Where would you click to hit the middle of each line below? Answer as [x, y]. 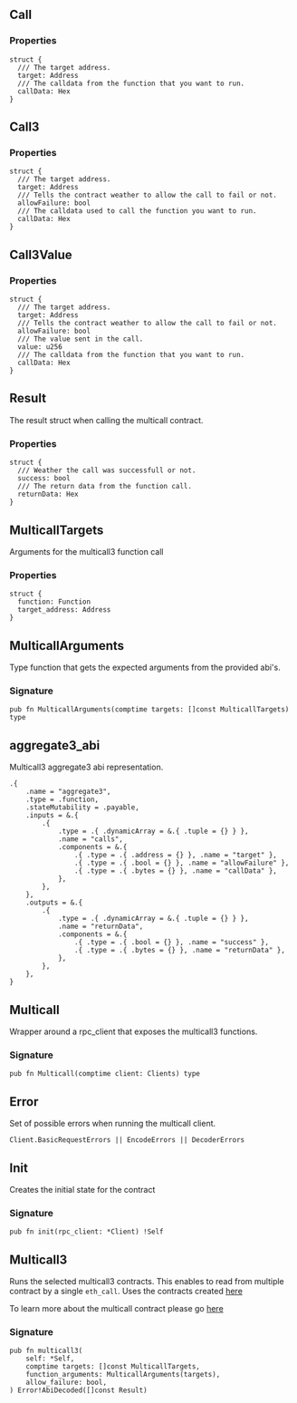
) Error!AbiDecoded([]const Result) [78, 1390]
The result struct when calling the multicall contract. [106, 420]
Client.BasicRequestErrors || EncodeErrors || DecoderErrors [127, 1140]
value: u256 [40, 347]
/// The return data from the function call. [105, 487]
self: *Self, [50, 1359]
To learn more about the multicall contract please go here [116, 1309]
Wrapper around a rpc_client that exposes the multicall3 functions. [134, 1031]
